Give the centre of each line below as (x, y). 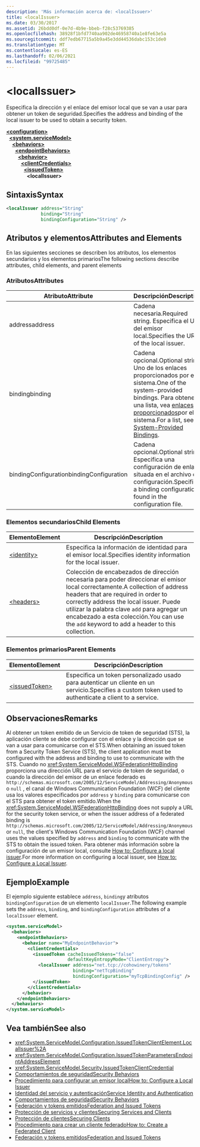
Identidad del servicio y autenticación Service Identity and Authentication (104, 1093)
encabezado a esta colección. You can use (125, 617)
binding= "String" (62, 214)
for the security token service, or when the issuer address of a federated (95, 814)
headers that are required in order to (117, 595)
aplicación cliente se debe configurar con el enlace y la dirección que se (95, 739)
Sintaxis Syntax (35, 195)
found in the (150, 496)
